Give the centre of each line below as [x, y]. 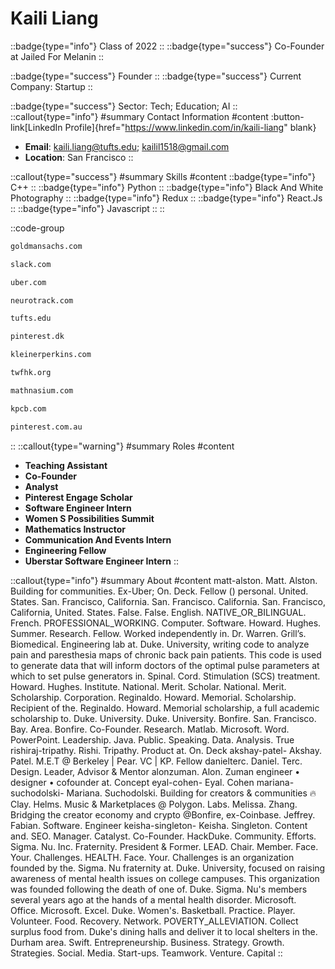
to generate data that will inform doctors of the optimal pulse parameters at [165, 665]
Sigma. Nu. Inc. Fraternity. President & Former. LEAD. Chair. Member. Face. [164, 846]
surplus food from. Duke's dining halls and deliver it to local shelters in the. [164, 931]
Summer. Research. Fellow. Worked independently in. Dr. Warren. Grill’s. [158, 633]
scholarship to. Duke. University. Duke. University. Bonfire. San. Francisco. [163, 718]
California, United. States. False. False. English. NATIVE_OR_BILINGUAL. [158, 612]
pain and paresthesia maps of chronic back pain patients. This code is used [166, 654]
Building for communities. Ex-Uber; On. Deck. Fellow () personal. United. [159, 591]
